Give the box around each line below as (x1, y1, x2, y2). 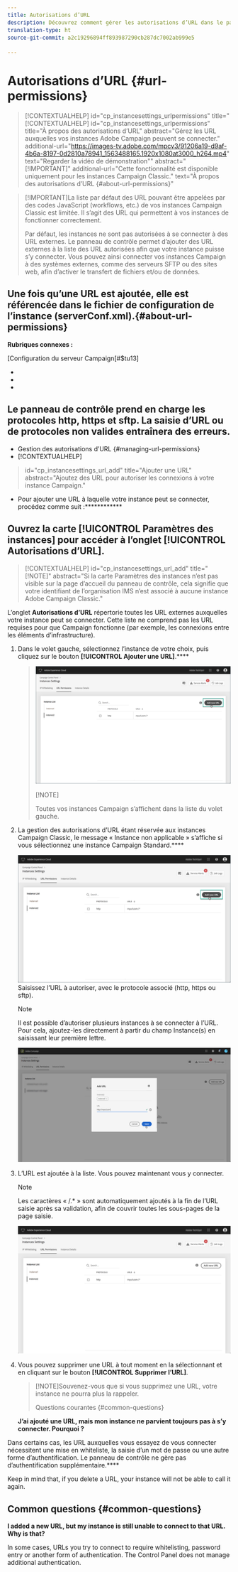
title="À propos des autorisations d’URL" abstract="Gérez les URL (24, 126, 217, 135)
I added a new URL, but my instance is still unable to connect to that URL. (7, 1522, 226, 1531)
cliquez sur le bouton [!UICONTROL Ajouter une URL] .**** (17, 652, 189, 660)
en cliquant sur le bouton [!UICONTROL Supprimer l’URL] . (17, 1368, 188, 1377)
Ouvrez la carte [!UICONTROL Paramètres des (7, 523, 214, 535)
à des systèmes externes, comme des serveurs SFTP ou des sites (24, 260, 217, 269)
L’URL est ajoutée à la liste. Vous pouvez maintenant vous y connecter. (17, 1169, 225, 1178)
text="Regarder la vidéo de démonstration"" (24, 157, 154, 166)
